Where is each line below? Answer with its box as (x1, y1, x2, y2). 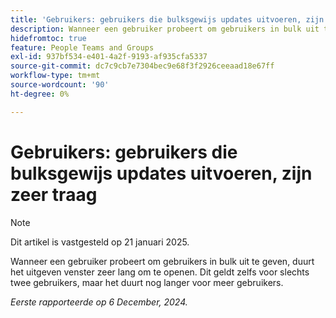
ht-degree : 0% (10, 89, 70, 99)
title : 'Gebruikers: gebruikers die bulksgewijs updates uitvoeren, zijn (10, 14, 325, 25)
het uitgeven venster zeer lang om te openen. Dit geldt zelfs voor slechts (10, 266, 310, 278)
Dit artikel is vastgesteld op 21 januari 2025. (10, 236, 190, 248)
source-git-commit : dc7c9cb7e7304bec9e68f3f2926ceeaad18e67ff (10, 61, 275, 71)
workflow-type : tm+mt (10, 71, 101, 81)
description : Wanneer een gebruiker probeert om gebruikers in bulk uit (10, 24, 320, 34)
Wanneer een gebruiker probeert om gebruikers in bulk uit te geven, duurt (10, 255, 315, 267)
